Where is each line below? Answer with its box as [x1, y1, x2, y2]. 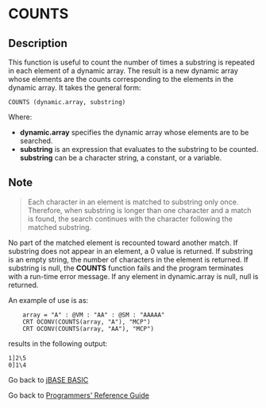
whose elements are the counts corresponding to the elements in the [8, 75, 234, 84]
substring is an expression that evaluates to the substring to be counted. [19, 145, 259, 153]
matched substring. [27, 222, 92, 231]
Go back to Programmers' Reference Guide [8, 391, 149, 400]
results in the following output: [8, 339, 108, 348]
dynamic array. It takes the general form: [8, 83, 141, 92]
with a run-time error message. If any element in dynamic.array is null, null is [8, 271, 259, 281]
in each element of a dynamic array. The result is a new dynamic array [8, 66, 238, 76]
